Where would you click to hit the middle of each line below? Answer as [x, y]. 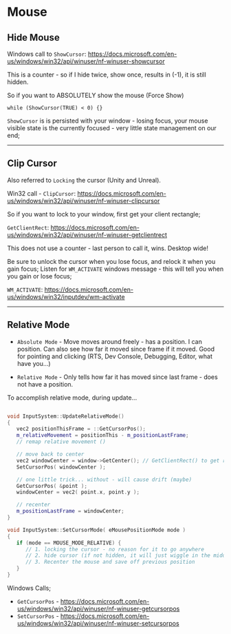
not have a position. [45, 384]
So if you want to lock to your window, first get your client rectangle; [104, 214]
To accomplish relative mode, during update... [72, 398]
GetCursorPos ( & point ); [52, 486]
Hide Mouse [33, 38]
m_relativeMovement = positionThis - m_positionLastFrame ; [102, 436]
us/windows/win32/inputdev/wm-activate [66, 296]
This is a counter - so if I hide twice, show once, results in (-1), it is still [107, 74]
